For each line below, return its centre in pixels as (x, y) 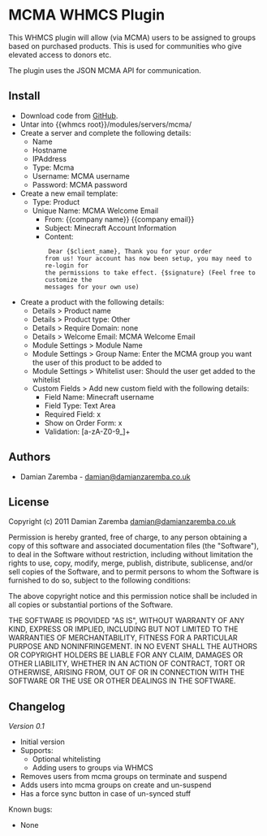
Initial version (42, 742)
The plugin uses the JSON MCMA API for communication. (105, 70)
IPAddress (50, 158)
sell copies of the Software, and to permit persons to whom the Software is (134, 572)
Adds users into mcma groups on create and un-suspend (116, 785)
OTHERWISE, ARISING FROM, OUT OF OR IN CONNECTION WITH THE (127, 673)
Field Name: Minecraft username (99, 396)
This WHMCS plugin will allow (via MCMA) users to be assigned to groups (132, 37)
